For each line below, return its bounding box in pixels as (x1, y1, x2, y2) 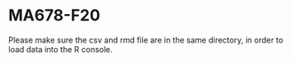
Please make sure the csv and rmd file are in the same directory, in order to (8, 35, 284, 45)
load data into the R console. (8, 43, 113, 54)
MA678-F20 (8, 5, 101, 26)
